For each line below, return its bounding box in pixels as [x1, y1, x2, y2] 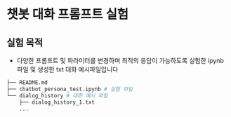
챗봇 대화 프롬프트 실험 [6, 6, 129, 22]
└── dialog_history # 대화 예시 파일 [6, 92, 108, 99]
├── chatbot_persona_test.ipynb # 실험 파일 [6, 85, 133, 92]
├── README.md [6, 79, 48, 86]
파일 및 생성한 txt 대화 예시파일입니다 [16, 65, 119, 74]
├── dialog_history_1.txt [19, 99, 95, 106]
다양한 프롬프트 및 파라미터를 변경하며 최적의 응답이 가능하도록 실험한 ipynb [16, 57, 224, 64]
